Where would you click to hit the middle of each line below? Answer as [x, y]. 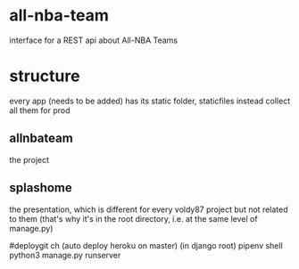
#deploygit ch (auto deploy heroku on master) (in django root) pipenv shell [146, 245]
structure [45, 76]
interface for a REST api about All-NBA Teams [94, 40]
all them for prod [40, 110]
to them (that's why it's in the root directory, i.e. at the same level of [133, 218]
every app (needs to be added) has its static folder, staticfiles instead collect [150, 101]
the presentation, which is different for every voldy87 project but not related [149, 209]
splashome [41, 188]
